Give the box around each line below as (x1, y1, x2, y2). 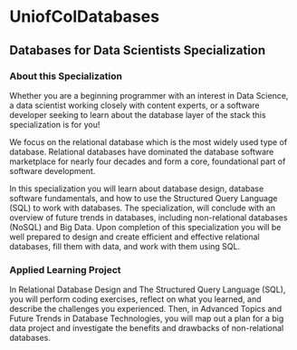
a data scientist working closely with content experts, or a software (9, 100, 260, 111)
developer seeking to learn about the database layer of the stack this (9, 109, 266, 120)
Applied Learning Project (9, 263, 121, 276)
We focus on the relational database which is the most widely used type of (9, 136, 288, 147)
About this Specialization (9, 70, 122, 83)
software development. (9, 165, 96, 176)
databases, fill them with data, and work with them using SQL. (9, 240, 241, 251)
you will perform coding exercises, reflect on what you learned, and (9, 294, 262, 305)
